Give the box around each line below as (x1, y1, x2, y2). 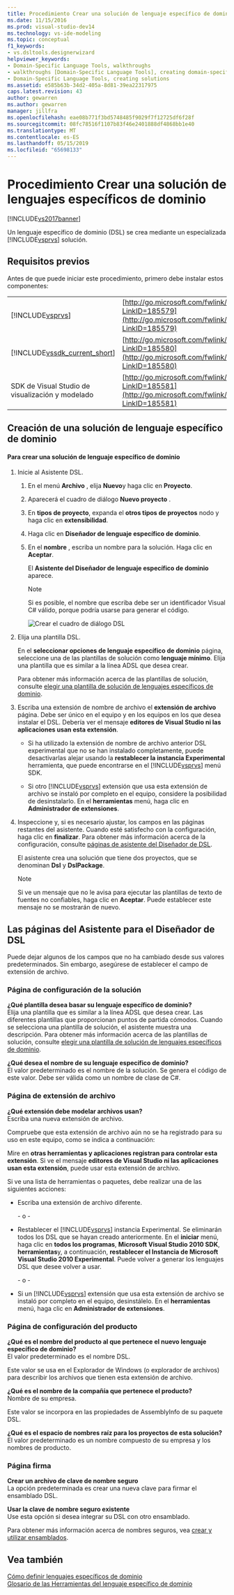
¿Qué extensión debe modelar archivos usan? (7, 1107, 143, 1115)
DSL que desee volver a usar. (17, 1262, 102, 1270)
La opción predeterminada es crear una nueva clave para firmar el (7, 1484, 197, 1492)
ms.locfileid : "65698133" (7, 147, 82, 154)
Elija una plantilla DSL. (17, 633, 81, 641)
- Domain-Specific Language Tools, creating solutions (7, 75, 170, 82)
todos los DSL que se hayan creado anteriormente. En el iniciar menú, (17, 1233, 219, 1241)
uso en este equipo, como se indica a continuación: (7, 1135, 155, 1143)
